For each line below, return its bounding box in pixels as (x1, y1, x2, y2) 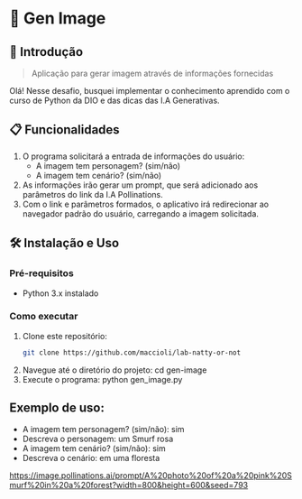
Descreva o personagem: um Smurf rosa (22, 433, 174, 445)
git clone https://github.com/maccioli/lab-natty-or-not (22, 347, 242, 357)
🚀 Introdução (9, 44, 84, 60)
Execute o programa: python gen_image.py (22, 374, 183, 384)
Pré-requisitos (9, 267, 74, 280)
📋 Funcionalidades (9, 122, 120, 138)
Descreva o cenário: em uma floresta (22, 453, 160, 464)
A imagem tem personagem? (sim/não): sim (22, 424, 185, 435)
